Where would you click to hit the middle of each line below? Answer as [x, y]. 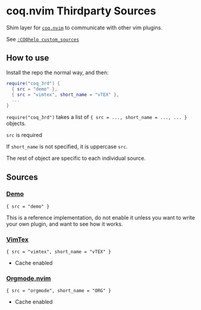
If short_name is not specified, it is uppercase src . [67, 147]
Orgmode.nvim [28, 278]
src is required [24, 135]
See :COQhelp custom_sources [43, 39]
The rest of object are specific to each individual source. [76, 158]
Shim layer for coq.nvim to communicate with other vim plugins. [85, 28]
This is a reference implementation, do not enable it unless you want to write [100, 217]
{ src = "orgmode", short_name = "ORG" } [59, 291]
